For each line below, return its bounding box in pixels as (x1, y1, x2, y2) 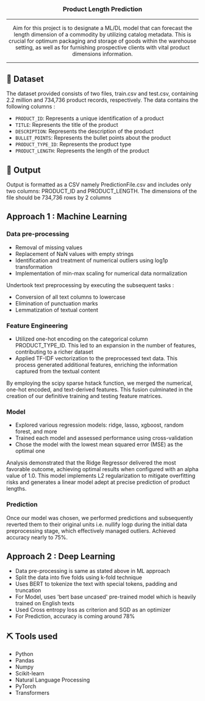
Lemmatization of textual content (15, 306, 99, 313)
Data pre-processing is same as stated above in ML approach (15, 568, 171, 575)
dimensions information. (72, 51, 133, 58)
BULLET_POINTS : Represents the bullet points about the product (15, 134, 171, 141)
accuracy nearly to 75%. (6, 533, 68, 541)
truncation (15, 587, 41, 594)
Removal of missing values (15, 243, 83, 251)
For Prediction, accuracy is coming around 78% (15, 613, 135, 620)
